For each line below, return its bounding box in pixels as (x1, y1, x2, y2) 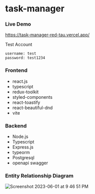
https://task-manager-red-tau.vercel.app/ (5, 32, 90, 38)
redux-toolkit (12, 89, 39, 95)
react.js (12, 78, 28, 84)
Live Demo (5, 21, 31, 28)
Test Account (5, 42, 33, 48)
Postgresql (12, 155, 35, 161)
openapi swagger (12, 160, 48, 166)
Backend (5, 122, 27, 129)
